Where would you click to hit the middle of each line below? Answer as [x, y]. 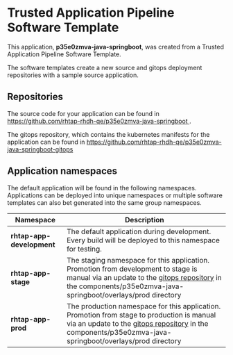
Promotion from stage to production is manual [141, 315]
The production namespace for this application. [144, 306]
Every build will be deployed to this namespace [144, 240]
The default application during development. [139, 231]
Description [144, 220]
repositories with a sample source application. [73, 75]
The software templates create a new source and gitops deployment [105, 67]
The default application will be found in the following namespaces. [102, 188]
